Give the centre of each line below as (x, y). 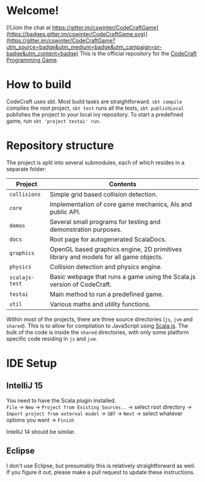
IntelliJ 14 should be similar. (41, 431)
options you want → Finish (40, 420)
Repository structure (60, 146)
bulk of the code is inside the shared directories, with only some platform (98, 332)
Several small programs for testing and (105, 221)
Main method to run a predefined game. (106, 294)
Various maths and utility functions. (100, 304)
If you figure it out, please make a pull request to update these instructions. (101, 472)
